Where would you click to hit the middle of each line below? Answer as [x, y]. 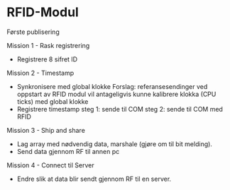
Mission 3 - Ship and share [46, 130]
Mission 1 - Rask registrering [48, 45]
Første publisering [33, 32]
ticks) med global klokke [53, 101]
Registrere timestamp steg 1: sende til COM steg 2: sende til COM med [120, 109]
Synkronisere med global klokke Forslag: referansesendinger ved [112, 86]
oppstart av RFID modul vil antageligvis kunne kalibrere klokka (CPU [116, 94]
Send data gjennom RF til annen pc [68, 151]
